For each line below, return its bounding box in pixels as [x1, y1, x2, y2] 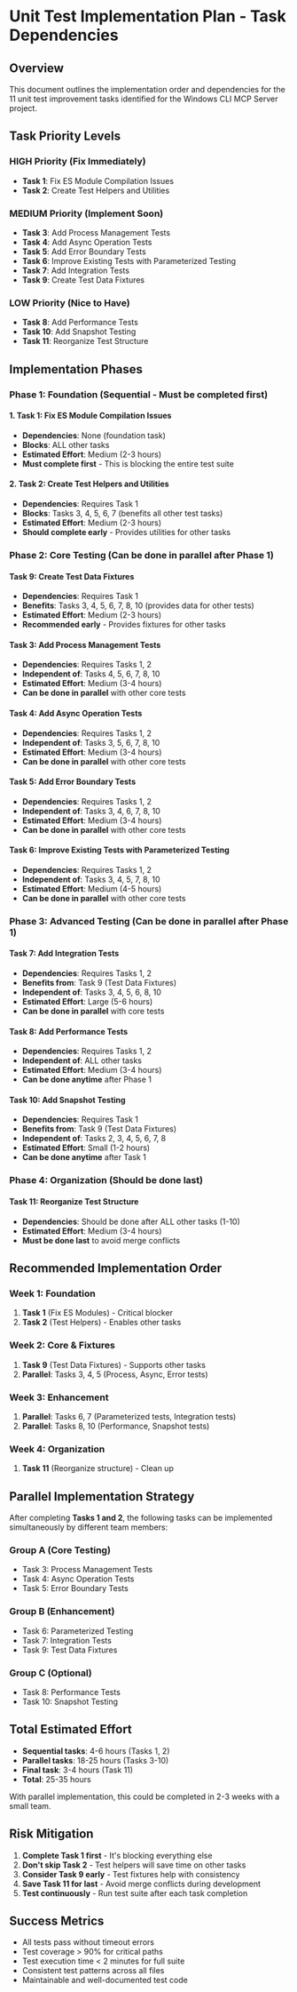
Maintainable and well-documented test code [21, 1975, 188, 1986]
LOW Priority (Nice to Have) [9, 296, 130, 308]
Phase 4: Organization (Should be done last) [9, 1174, 204, 1187]
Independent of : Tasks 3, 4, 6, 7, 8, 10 [21, 805, 161, 816]
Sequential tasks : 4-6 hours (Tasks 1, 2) [21, 1745, 170, 1756]
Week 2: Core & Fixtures [9, 1340, 115, 1352]
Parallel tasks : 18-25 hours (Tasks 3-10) [21, 1755, 169, 1765]
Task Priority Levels [9, 129, 121, 144]
